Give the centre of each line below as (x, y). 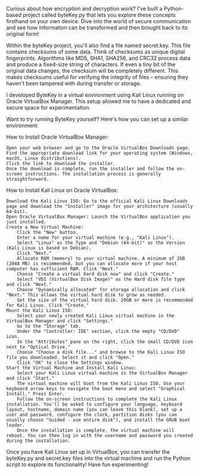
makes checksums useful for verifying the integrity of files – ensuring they (97, 77)
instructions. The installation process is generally (93, 174)
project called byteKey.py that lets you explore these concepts (99, 15)
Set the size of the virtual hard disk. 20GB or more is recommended (105, 300)
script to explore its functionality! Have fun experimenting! (77, 464)
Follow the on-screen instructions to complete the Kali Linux (97, 399)
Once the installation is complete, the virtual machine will (96, 431)
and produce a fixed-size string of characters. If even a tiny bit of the (91, 64)
